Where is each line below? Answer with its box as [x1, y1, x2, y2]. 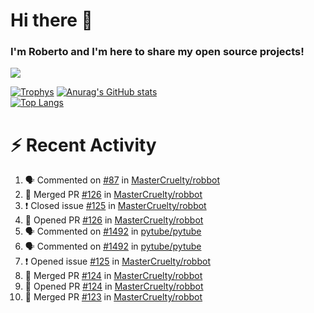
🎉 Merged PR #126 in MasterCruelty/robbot [24, 189, 203, 201]
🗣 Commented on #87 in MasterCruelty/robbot [24, 174, 220, 186]
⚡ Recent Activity [10, 134, 157, 156]
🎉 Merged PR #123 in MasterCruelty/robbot [24, 291, 203, 303]
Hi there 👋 [10, 9, 93, 32]
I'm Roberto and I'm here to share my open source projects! [10, 45, 305, 59]
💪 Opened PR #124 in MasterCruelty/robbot [24, 280, 204, 293]
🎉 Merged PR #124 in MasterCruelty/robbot [24, 270, 203, 282]
